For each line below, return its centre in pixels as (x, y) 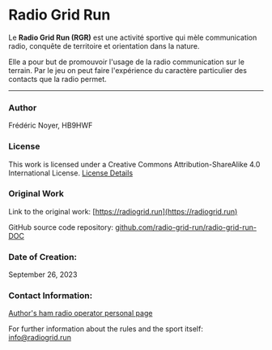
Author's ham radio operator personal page (81, 313)
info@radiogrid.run (40, 338)
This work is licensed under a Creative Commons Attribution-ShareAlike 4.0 (134, 164)
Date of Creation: (43, 257)
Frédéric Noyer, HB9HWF (51, 125)
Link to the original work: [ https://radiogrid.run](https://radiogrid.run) (123, 211)
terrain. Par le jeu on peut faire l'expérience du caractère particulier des (127, 70)
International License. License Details (71, 173)
